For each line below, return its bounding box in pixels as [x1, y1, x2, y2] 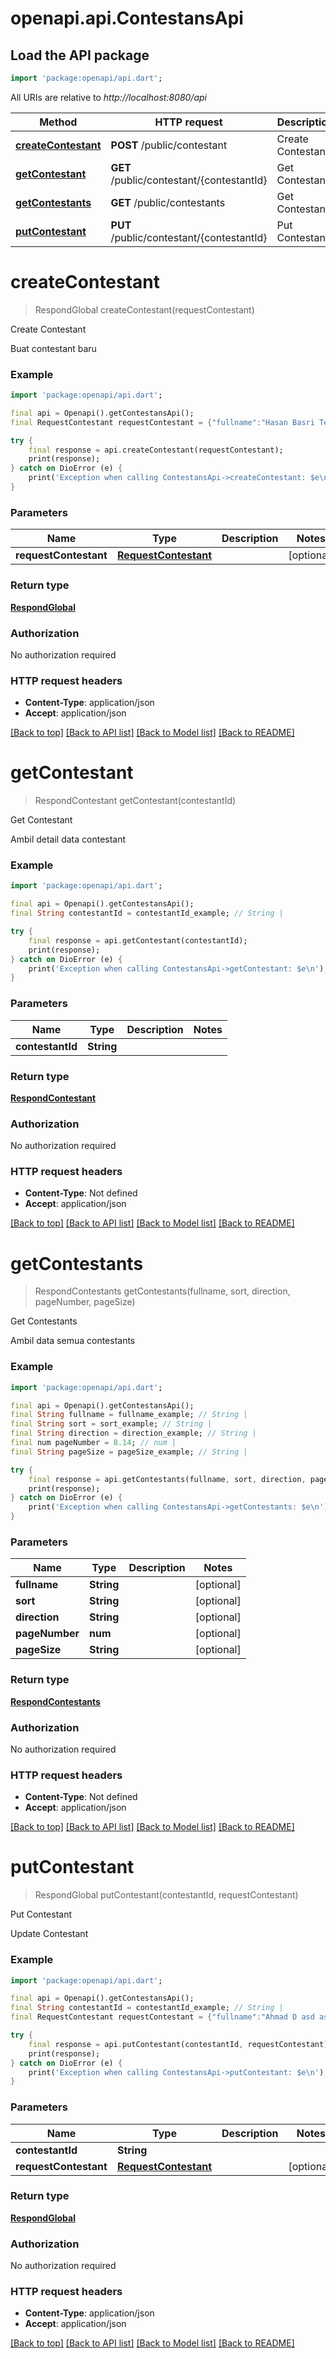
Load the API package [10, 47, 150, 64]
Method [39, 115, 78, 129]
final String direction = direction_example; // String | [10, 1428, 257, 1439]
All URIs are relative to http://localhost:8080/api [10, 91, 207, 103]
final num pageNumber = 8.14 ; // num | [10, 1438, 177, 1448]
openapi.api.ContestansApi [10, 7, 244, 30]
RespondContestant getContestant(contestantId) [34, 795, 237, 807]
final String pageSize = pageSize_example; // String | [10, 1447, 248, 1457]
